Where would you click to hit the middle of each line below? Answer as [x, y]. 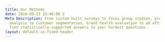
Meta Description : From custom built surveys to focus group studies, [79, 18]
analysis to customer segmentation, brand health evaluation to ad [80, 23]
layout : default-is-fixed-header [39, 32]
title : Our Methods [25, 9]
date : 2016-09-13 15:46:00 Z [35, 14]
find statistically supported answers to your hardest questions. [79, 28]
